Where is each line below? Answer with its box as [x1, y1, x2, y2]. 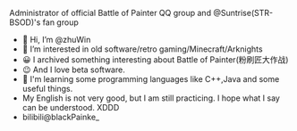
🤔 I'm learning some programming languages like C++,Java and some [21, 74, 280, 84]
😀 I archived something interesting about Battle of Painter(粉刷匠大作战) [21, 54, 289, 65]
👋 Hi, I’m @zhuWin [21, 35, 91, 45]
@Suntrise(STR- [213, 8, 274, 18]
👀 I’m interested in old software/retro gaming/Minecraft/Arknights [21, 44, 263, 54]
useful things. [21, 84, 73, 94]
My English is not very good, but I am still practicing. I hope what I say [21, 93, 280, 103]
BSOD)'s [9, 17, 41, 28]
